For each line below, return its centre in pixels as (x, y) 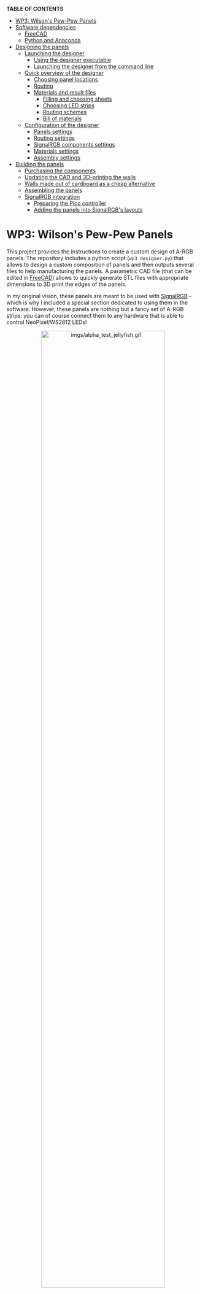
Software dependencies (45, 27)
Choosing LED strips (69, 106)
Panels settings (53, 132)
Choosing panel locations (66, 79)
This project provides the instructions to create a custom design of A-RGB (100, 252)
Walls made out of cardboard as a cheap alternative (90, 184)
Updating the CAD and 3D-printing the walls (80, 177)
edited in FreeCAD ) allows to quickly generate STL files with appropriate (98, 277)
